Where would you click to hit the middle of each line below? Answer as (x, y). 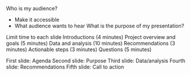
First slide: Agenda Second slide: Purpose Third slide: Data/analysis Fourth (95, 61)
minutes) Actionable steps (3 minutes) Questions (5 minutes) (79, 49)
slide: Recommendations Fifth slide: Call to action (65, 67)
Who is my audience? (32, 8)
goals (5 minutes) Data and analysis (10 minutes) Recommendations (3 (91, 43)
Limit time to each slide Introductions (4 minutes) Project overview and (91, 37)
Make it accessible (37, 19)
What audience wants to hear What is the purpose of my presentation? (99, 26)
